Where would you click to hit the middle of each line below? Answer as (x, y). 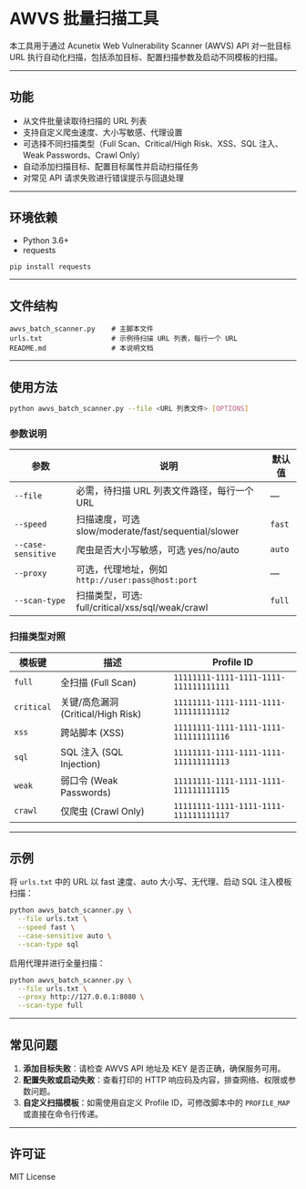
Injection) (81, 764)
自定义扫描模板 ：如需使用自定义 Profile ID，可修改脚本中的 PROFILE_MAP (156, 1102)
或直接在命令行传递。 (62, 1114)
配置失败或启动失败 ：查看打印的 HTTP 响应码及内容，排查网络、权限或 (155, 1080)
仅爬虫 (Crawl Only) (102, 811)
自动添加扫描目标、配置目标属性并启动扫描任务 (110, 166)
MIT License (33, 1176)
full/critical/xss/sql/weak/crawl (142, 608)
